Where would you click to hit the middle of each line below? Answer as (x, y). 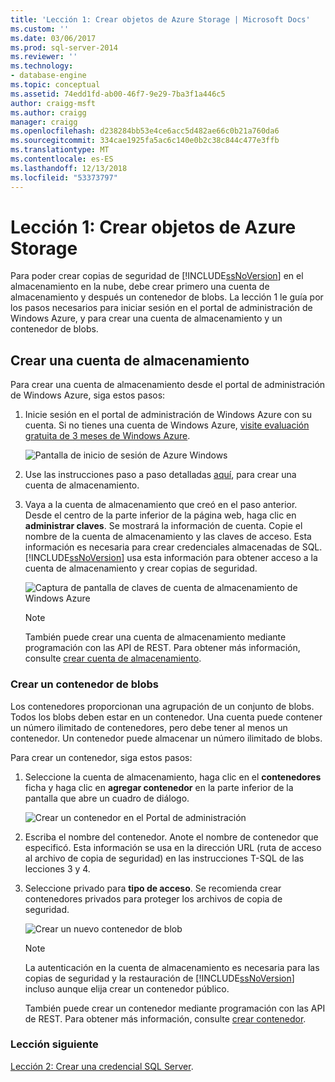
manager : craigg (44, 122)
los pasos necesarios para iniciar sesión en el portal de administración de (161, 308)
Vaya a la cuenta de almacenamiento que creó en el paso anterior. (161, 505)
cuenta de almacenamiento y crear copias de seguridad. (141, 568)
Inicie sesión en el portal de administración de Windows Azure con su (168, 415)
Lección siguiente (54, 1044)
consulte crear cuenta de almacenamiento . (113, 658)
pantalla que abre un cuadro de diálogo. (107, 798)
